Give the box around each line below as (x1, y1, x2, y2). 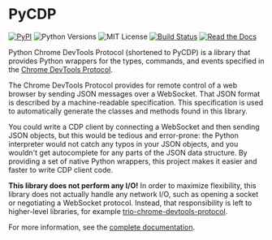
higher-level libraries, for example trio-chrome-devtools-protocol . (8, 206, 228, 216)
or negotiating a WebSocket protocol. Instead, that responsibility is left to (8, 198, 253, 208)
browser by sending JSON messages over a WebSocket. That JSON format (8, 88, 261, 98)
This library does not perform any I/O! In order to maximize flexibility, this (8, 180, 257, 191)
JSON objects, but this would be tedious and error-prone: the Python (8, 131, 240, 140)
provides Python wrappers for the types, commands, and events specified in (8, 56, 265, 66)
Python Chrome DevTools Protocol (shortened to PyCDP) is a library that (8, 47, 251, 57)
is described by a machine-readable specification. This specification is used (8, 97, 264, 107)
